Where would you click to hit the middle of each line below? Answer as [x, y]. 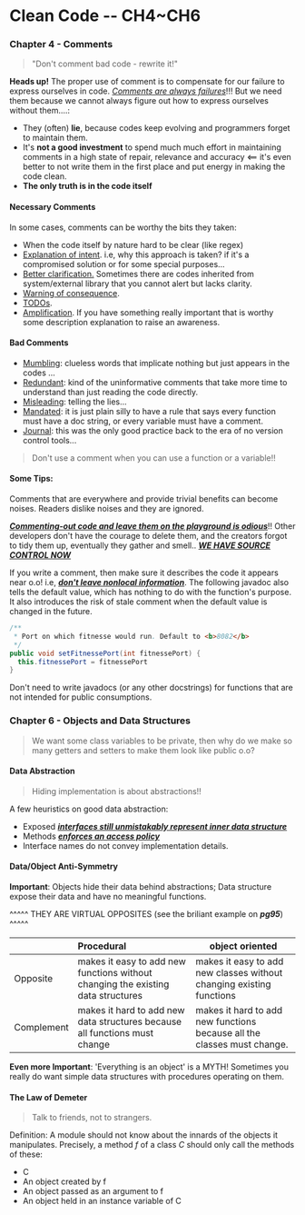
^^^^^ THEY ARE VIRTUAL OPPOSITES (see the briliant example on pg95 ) [147, 914]
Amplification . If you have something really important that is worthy [148, 312]
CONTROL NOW [40, 555]
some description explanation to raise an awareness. [121, 322]
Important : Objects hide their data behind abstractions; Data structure [141, 887]
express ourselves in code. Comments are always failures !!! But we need [146, 91]
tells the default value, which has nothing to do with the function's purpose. [151, 593]
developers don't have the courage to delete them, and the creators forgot [148, 536]
